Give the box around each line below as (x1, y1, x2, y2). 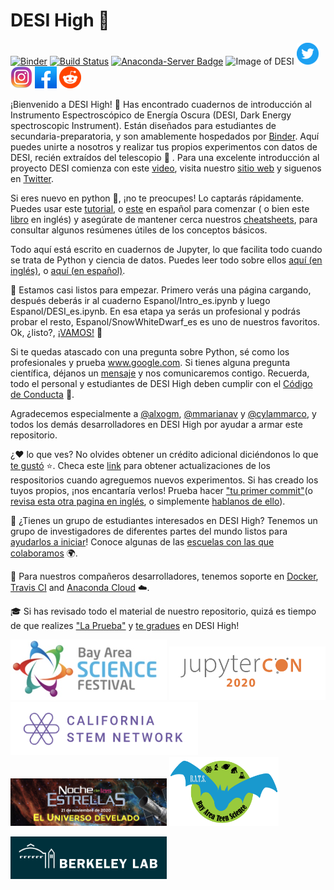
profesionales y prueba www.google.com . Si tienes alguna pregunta (10, 356, 291, 368)
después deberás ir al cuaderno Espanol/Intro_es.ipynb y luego (10, 294, 271, 306)
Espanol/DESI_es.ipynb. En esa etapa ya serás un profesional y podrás (10, 305, 301, 317)
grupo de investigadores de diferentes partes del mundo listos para (10, 525, 288, 537)
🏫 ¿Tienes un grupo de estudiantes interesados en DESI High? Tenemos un (10, 514, 318, 526)
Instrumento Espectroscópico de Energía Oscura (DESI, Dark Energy (10, 109, 292, 121)
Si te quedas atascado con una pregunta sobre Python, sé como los (10, 345, 290, 358)
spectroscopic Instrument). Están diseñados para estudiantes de (10, 119, 277, 131)
